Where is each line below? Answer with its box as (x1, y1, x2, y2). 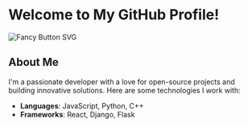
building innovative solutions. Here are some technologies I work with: (8, 85, 242, 95)
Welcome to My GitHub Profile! (8, 6, 220, 24)
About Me (8, 55, 59, 69)
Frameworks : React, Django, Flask (19, 109, 135, 119)
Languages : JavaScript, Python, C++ (19, 100, 144, 110)
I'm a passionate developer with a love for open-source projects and (8, 76, 235, 86)
